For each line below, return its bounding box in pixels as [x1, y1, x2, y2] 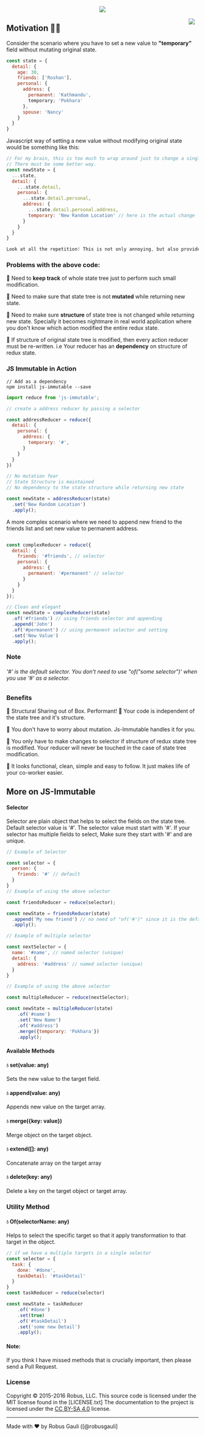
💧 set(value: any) [6, 1061, 49, 1069]
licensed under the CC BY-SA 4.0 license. [6, 1405, 111, 1412]
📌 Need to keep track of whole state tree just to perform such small [6, 274, 176, 282]
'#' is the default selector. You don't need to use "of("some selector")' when [6, 668, 198, 675]
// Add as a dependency [6, 378, 67, 385]
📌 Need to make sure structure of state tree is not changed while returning [6, 311, 195, 318]
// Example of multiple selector [6, 933, 92, 939]
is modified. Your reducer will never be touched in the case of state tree [6, 744, 187, 751]
